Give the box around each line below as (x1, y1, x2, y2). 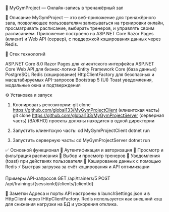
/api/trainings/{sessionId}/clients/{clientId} (5, 181, 94, 186)
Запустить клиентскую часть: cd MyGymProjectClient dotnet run (12, 127, 150, 133)
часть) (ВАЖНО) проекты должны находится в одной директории (12, 118, 155, 123)
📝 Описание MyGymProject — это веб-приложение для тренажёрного (5, 15, 156, 20)
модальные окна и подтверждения (5, 82, 81, 88)
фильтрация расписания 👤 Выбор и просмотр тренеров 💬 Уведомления (5, 153, 160, 159)
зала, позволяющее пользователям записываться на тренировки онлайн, (5, 20, 164, 26)
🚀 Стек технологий (5, 51, 46, 57)
